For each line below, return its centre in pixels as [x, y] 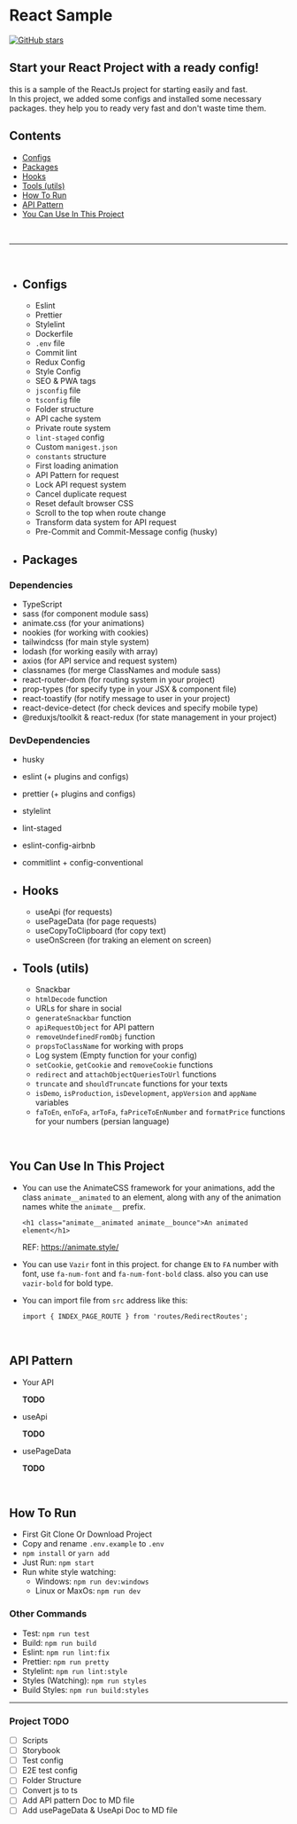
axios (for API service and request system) [99, 661]
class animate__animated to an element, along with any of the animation [151, 1197]
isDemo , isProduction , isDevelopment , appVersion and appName [146, 1092]
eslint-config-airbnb [58, 845]
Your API [38, 1382]
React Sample [61, 16]
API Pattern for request [77, 475]
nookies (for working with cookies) [85, 633]
